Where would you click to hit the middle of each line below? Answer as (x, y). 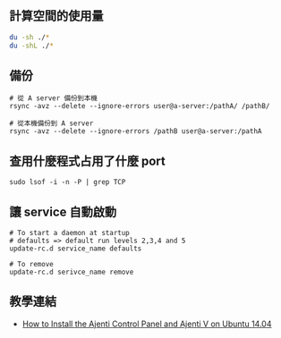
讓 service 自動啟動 (63, 211)
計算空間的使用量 (56, 16)
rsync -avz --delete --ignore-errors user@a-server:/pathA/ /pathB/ (140, 106)
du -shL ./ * (31, 46)
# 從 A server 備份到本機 (54, 98)
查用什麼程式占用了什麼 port (87, 161)
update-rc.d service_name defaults (76, 249)
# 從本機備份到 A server (51, 123)
